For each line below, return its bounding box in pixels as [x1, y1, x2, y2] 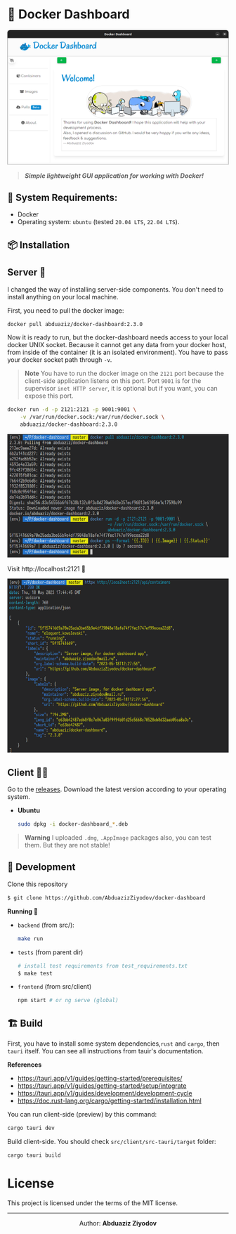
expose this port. [24, 391, 74, 400]
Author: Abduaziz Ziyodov [79, 1219, 157, 1227]
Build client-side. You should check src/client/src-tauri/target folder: [7, 1137, 216, 1145]
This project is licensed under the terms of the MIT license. [7, 1198, 178, 1207]
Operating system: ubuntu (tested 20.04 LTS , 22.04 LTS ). [17, 218, 180, 226]
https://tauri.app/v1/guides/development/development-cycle [17, 1089, 192, 1098]
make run [17, 935, 44, 942]
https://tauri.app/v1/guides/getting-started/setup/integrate [17, 1082, 187, 1090]
